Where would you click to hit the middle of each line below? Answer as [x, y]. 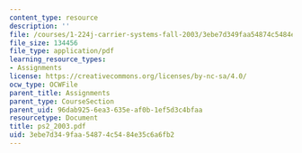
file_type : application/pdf [62, 51]
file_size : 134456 [44, 43]
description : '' [40, 26]
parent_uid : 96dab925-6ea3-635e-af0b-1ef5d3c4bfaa [106, 110]
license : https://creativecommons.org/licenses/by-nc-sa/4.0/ [128, 76]
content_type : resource [54, 18]
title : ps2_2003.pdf [48, 127]
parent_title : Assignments [60, 93]
